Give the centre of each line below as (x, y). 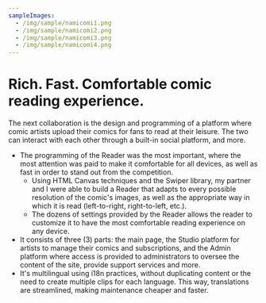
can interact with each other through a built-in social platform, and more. (127, 140)
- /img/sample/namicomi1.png (64, 23)
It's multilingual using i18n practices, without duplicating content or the (135, 274)
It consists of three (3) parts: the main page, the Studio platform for (129, 240)
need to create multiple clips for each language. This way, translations (135, 282)
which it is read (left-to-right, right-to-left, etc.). (109, 206)
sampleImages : (32, 15)
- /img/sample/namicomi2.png (64, 30)
